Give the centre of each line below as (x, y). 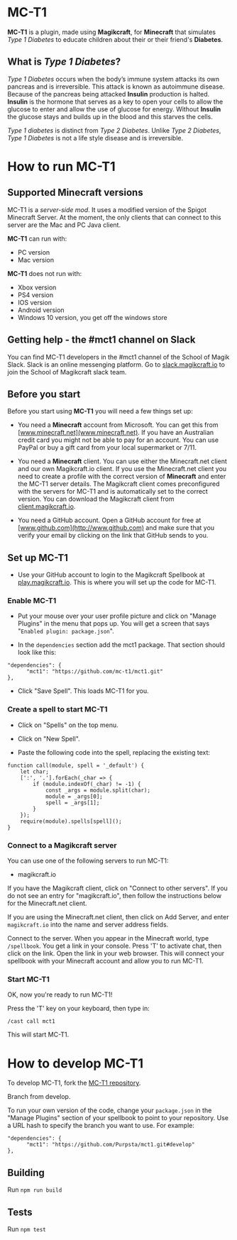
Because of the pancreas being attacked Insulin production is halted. (109, 94)
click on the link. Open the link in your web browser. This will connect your (116, 953)
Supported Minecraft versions (75, 193)
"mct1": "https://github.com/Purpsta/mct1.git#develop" (110, 1145)
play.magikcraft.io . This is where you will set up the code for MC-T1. (117, 582)
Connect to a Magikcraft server (62, 845)
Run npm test (27, 1229)
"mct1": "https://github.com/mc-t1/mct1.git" (94, 672)
